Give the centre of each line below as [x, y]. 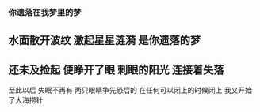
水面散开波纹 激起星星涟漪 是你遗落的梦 [104, 41]
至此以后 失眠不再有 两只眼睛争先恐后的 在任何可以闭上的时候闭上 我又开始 [130, 90]
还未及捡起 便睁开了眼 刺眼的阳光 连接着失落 [116, 70]
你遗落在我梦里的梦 [45, 12]
